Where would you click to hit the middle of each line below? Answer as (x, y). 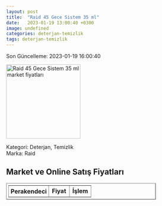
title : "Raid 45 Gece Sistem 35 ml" (53, 17)
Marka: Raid (21, 153)
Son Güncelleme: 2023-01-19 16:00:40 (53, 56)
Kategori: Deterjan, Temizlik (40, 147)
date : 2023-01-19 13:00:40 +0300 (50, 23)
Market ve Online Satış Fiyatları (65, 172)
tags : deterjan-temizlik (37, 39)
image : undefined (28, 28)
